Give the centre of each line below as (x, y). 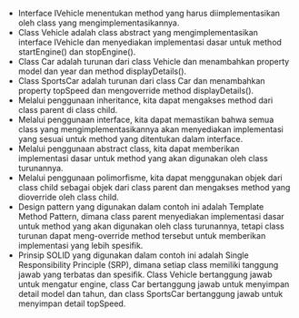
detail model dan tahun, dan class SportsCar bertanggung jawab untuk (150, 294)
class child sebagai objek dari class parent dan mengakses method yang (154, 187)
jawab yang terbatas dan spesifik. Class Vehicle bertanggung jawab (145, 274)
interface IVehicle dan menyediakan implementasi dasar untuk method (149, 42)
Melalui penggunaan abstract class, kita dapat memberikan (129, 149)
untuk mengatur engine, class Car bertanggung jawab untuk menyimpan (154, 284)
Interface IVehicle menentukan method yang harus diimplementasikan (149, 13)
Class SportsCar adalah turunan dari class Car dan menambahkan (141, 81)
